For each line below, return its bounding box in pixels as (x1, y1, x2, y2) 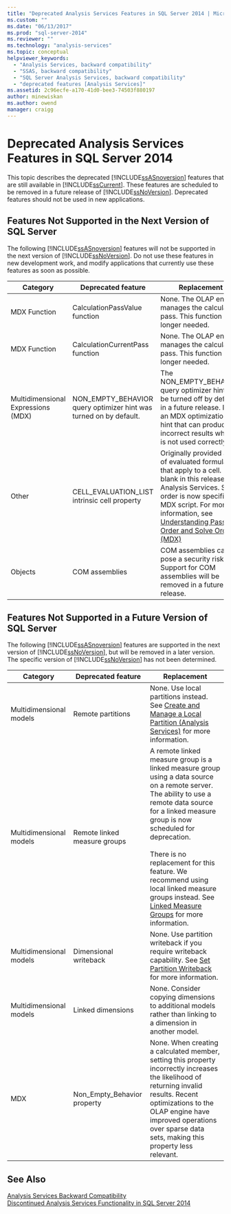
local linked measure (150, 884, 217, 894)
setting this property (150, 1055, 216, 1065)
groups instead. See (150, 892, 215, 902)
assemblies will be (160, 571, 220, 580)
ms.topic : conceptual (7, 49, 69, 56)
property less (150, 1141, 193, 1151)
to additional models (150, 1001, 216, 1011)
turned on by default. (71, 411, 140, 421)
